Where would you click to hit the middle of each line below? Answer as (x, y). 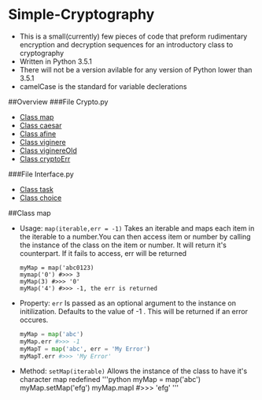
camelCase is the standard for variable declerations (103, 86)
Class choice (41, 198)
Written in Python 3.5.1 (55, 61)
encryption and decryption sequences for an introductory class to (126, 44)
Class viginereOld (48, 150)
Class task (36, 189)
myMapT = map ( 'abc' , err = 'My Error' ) (85, 349)
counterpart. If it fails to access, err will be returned (103, 253)
